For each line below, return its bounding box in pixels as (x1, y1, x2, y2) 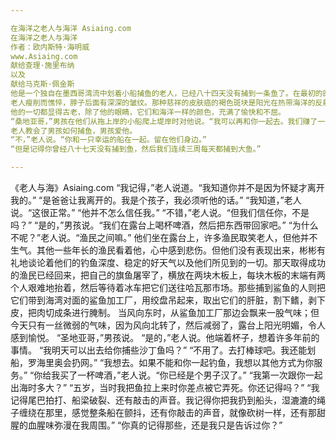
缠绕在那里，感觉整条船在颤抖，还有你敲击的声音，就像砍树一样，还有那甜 (18, 407, 326, 418)
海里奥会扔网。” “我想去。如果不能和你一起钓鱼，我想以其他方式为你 (36, 357, 315, 368)
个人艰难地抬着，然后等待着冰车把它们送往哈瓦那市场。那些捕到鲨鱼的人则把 (10, 282, 326, 293)
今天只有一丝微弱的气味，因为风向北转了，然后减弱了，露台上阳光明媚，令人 (10, 319, 326, 331)
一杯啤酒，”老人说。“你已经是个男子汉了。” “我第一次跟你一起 (77, 369, 323, 381)
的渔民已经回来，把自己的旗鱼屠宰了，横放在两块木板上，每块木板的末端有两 (10, 269, 326, 281)
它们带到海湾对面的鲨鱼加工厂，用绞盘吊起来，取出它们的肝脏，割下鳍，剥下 (10, 294, 326, 306)
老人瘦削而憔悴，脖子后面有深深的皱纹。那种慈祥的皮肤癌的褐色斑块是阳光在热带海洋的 (10, 97, 316, 108)
